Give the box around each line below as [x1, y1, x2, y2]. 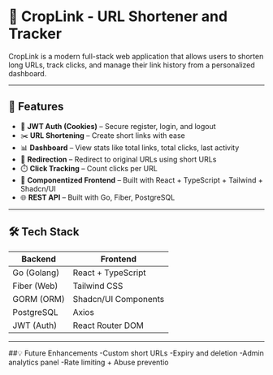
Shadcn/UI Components [72, 293, 165, 304]
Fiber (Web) [12, 280, 58, 291]
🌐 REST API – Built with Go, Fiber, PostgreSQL [19, 192, 175, 202]
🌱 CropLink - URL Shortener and [8, 7, 228, 26]
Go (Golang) [12, 267, 59, 278]
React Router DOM [72, 320, 144, 331]
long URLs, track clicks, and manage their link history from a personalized [8, 60, 256, 70]
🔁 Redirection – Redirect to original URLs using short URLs [19, 154, 217, 164]
